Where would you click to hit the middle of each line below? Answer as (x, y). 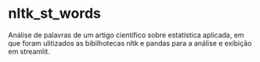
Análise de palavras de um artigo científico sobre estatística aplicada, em (126, 35)
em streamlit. (29, 51)
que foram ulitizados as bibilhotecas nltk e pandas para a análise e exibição (130, 43)
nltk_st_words (55, 14)
